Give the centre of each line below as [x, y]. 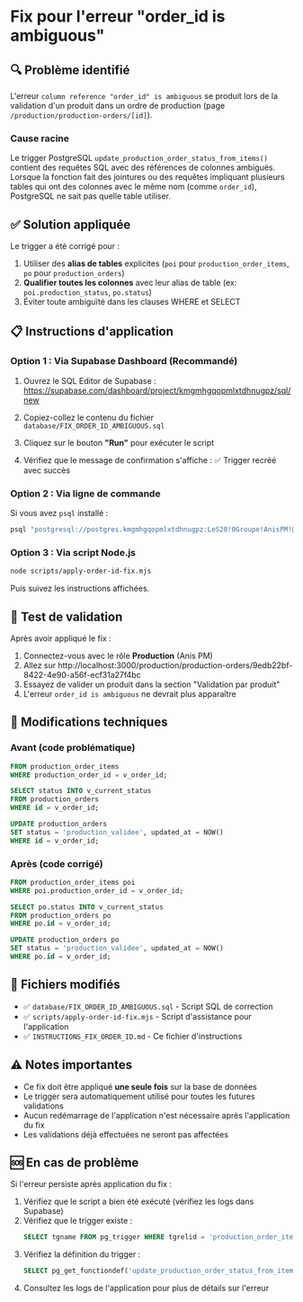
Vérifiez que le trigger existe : [78, 1221]
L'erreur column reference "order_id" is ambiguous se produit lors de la [144, 96]
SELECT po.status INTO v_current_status [87, 907]
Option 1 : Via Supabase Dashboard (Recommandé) [124, 361]
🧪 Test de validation [67, 616]
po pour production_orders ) [74, 273]
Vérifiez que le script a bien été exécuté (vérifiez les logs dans [138, 1201]
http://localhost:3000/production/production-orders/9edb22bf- [175, 665]
